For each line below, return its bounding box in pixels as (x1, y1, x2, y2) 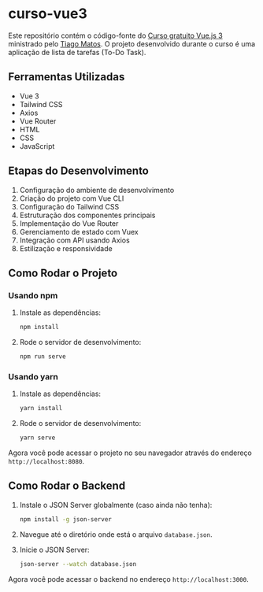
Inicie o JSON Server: (19, 545, 90, 554)
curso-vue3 (8, 5, 88, 23)
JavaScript (19, 141, 55, 150)
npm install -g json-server (19, 515, 112, 524)
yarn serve (19, 434, 56, 442)
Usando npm (8, 290, 58, 301)
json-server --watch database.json (19, 560, 137, 568)
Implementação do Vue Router (19, 218, 119, 228)
